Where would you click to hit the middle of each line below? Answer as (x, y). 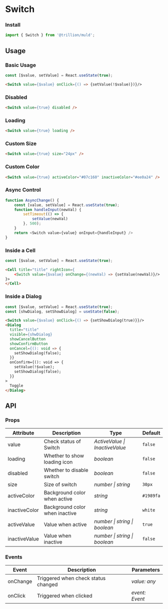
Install (13, 25)
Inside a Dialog (23, 296)
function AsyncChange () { (32, 200)
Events (14, 557)
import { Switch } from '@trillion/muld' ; (50, 35)
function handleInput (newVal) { (48, 209)
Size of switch (60, 484)
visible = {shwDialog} (31, 334)
